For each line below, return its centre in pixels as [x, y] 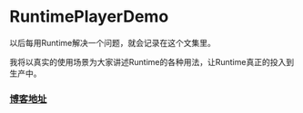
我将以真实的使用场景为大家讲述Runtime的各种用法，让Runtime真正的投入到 [151, 61]
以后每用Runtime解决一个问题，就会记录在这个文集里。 [112, 42]
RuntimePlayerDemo [89, 17]
